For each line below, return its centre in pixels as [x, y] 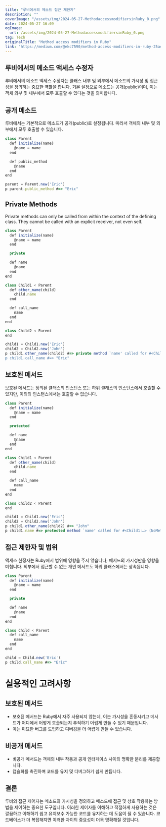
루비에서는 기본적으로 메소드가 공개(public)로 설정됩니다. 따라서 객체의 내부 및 [80, 123]
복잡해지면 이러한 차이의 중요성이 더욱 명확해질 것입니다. [85, 820]
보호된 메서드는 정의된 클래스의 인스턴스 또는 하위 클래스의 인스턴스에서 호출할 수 [83, 388]
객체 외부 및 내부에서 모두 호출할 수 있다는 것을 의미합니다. [61, 93]
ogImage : [14, 28]
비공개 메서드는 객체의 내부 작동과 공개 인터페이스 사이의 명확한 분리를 [80, 759]
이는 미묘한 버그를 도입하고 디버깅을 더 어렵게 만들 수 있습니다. [72, 729]
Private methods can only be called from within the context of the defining [81, 216]
